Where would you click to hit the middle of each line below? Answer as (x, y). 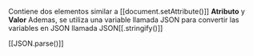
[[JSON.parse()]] (36, 43)
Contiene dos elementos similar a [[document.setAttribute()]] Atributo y (127, 11)
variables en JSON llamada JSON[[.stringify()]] (86, 28)
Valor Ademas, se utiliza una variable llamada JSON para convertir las (124, 20)
